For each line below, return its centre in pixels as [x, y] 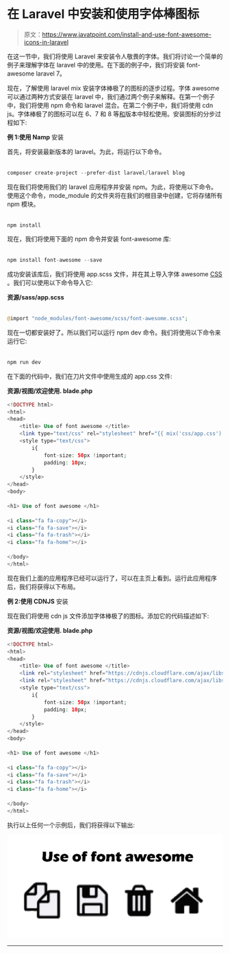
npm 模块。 [23, 204]
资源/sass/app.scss [36, 298]
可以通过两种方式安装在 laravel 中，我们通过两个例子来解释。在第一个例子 [111, 96]
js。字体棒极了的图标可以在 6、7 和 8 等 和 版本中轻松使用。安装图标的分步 [111, 113]
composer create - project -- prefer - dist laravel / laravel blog [96, 172]
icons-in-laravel [46, 42]
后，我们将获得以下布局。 [43, 586]
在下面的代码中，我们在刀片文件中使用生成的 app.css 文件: [90, 376]
